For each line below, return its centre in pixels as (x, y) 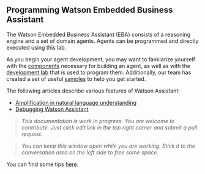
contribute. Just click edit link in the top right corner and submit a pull (109, 127)
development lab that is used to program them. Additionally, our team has (99, 72)
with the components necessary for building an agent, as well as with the (99, 66)
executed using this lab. (36, 47)
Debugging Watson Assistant (52, 109)
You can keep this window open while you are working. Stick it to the (108, 146)
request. (32, 134)
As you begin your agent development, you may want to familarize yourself (101, 59)
